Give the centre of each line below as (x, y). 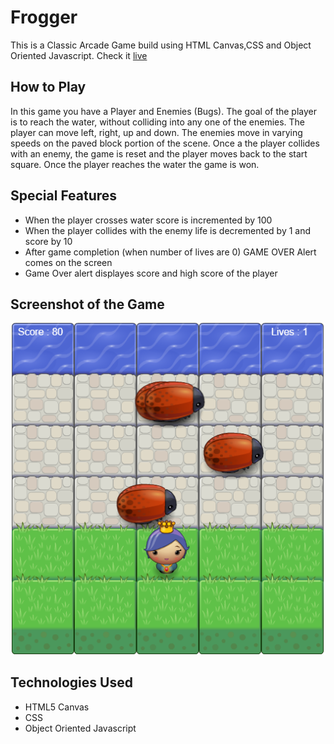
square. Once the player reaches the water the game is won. (135, 164)
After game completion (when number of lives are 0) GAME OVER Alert (170, 252)
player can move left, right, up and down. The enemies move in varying (156, 132)
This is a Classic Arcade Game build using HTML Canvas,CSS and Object (161, 45)
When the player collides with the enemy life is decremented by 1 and (168, 230)
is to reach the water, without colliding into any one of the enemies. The (158, 122)
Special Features (64, 196)
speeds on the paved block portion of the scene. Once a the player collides (165, 143)
